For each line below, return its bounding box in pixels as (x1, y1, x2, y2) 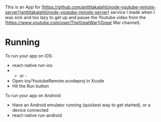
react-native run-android (12, 112, 62, 118)
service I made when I (110, 9, 155, 15)
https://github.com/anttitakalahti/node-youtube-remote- (43, 4, 156, 10)
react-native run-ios (12, 62, 53, 68)
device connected (12, 107, 49, 113)
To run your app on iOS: (5, 53, 53, 59)
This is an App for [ (5, 4, 44, 10)
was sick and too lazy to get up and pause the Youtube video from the (5, 15, 146, 20)
